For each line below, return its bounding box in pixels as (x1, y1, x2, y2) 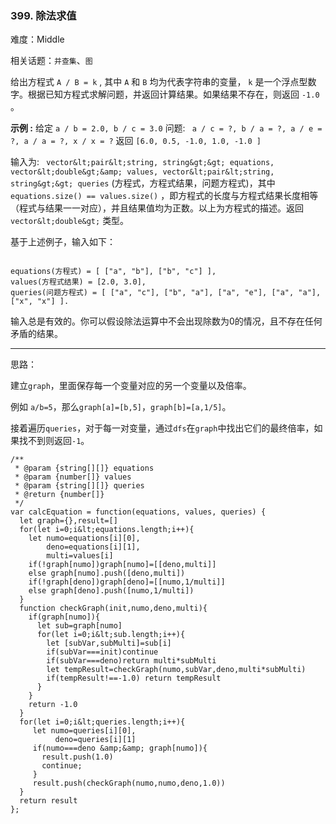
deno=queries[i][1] (54, 735, 137, 745)
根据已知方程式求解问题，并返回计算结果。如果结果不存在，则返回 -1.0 (27, 88, 320, 101)
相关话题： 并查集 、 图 (10, 55, 93, 67)
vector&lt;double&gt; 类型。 (10, 215, 130, 227)
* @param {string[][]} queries (14, 481, 145, 491)
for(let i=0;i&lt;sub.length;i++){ (36, 630, 186, 640)
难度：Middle (10, 33, 65, 46)
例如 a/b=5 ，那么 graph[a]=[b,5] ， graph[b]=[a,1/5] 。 (10, 401, 232, 413)
